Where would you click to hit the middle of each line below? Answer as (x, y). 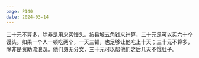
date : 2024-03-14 (28, 17)
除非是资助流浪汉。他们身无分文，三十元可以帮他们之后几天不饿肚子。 (92, 49)
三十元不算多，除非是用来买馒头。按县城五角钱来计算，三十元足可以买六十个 (99, 34)
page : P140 (20, 11)
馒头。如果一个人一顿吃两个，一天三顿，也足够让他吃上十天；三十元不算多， (99, 42)
